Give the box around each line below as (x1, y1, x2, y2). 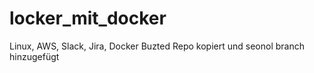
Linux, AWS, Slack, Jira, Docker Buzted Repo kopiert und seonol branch (9, 40, 305, 52)
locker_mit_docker (9, 7, 167, 30)
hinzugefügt (9, 50, 60, 62)
